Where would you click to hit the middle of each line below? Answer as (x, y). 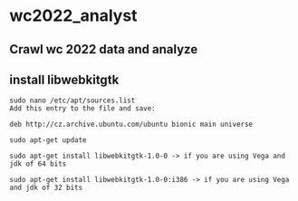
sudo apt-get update (48, 140)
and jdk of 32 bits (46, 188)
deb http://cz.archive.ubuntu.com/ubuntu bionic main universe (131, 124)
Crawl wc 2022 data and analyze (104, 49)
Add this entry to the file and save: (82, 109)
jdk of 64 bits (38, 164)
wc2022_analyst (73, 16)
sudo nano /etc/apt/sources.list (72, 100)
